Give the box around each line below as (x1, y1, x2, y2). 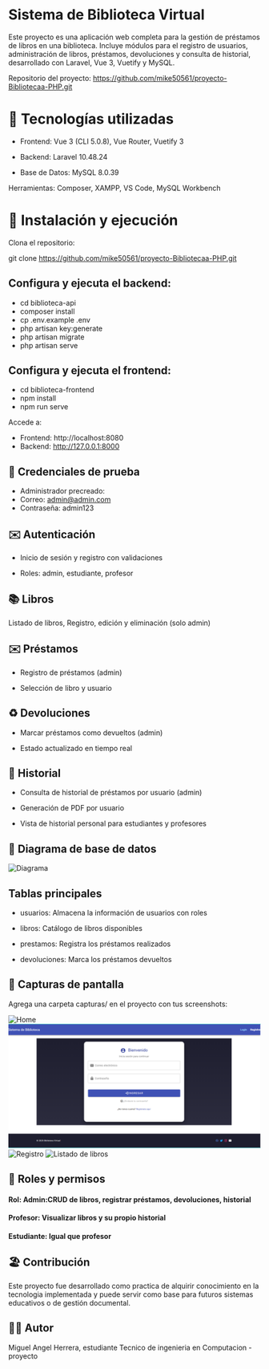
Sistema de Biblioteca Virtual (8, 6, 206, 24)
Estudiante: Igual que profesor (8, 1231, 112, 1241)
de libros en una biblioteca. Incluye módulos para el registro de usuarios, (8, 40, 248, 50)
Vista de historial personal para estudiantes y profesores (19, 819, 207, 828)
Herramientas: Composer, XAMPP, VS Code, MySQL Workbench (8, 183, 222, 193)
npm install (19, 393, 57, 403)
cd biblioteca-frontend (19, 385, 94, 395)
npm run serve (19, 402, 69, 412)
